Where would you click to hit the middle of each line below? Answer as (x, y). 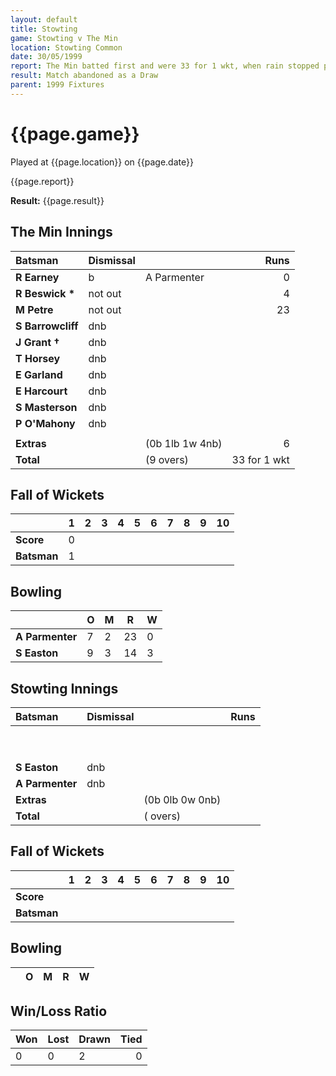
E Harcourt (41, 391)
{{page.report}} (42, 181)
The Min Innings (61, 232)
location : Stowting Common (66, 47)
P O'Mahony (45, 423)
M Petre (34, 309)
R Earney (37, 277)
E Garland (39, 374)
